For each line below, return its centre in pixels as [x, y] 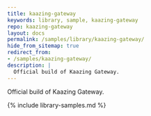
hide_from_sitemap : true [43, 46]
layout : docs [26, 33]
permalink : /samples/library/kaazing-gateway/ [76, 40]
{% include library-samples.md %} [57, 105]
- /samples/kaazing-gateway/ [49, 59]
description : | [29, 65]
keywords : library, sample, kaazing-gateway [73, 20]
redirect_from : [29, 53]
